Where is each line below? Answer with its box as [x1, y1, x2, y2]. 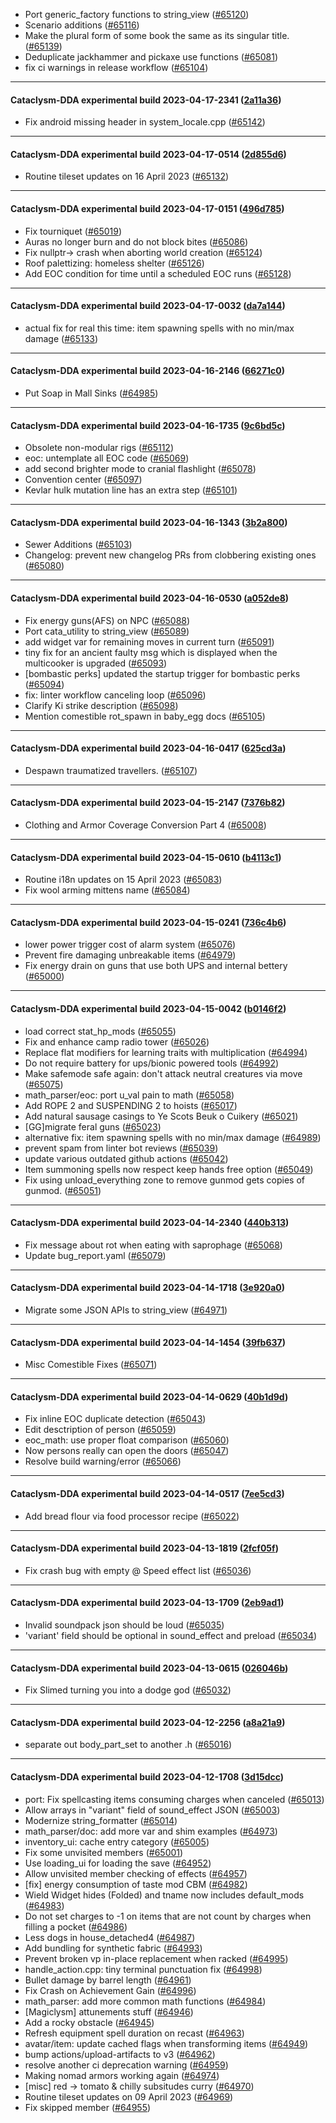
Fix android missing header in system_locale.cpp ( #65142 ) [24, 116, 266, 128]
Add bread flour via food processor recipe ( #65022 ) [24, 1510, 240, 1522]
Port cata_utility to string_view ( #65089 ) [24, 625, 190, 637]
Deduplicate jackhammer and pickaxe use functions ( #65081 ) [24, 51, 279, 63]
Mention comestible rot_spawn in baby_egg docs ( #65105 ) [24, 710, 266, 722]
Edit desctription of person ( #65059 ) [24, 1424, 177, 1436]
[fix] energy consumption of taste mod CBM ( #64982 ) [24, 1878, 248, 1890]
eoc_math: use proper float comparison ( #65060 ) [24, 1434, 230, 1446]
